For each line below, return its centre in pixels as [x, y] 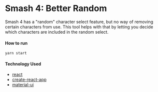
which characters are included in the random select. [57, 32]
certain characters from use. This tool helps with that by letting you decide [79, 26]
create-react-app [29, 79]
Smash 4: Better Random [56, 8]
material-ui [23, 85]
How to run [16, 43]
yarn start [16, 53]
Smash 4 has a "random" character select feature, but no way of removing [79, 22]
